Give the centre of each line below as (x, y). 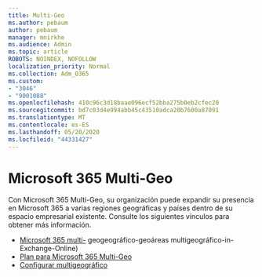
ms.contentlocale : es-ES (49, 125)
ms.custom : (26, 81)
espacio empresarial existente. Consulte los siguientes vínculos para (119, 217)
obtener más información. (50, 225)
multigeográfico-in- (202, 240)
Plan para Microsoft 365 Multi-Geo (75, 257)
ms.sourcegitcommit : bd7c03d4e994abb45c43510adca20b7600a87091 (114, 111)
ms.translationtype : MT (47, 118)
